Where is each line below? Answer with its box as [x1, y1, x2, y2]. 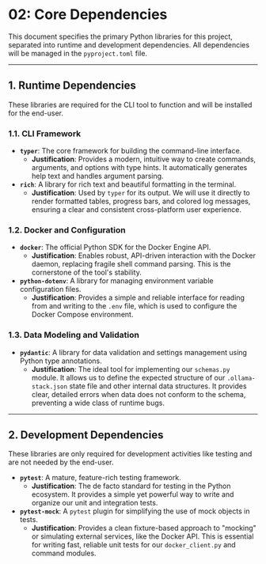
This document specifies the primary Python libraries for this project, [8, 32, 234, 41]
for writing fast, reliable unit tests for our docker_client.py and [31, 540, 236, 550]
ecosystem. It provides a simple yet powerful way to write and [31, 490, 234, 499]
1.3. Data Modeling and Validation [8, 330, 140, 341]
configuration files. [19, 285, 82, 294]
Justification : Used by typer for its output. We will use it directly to [31, 188, 251, 198]
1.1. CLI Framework [8, 128, 82, 139]
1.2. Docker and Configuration [8, 224, 126, 235]
